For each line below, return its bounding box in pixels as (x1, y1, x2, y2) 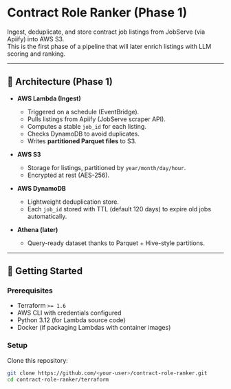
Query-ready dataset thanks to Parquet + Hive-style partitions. (27, 239, 205, 247)
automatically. (27, 212, 67, 220)
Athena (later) (16, 225, 58, 233)
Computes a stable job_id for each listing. (27, 122, 146, 130)
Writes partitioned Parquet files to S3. (27, 136, 137, 145)
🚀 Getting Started (7, 265, 83, 277)
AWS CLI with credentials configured (16, 308, 122, 317)
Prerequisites (7, 286, 53, 295)
